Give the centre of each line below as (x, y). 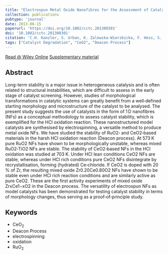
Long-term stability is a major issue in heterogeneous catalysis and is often (82, 85)
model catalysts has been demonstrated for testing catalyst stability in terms (84, 191)
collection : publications (32, 15)
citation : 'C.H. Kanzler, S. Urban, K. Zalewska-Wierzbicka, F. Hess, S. (84, 38)
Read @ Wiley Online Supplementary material (52, 57)
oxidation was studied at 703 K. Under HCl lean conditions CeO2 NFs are (80, 154)
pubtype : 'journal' (25, 19)
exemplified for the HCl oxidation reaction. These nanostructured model (79, 122)
